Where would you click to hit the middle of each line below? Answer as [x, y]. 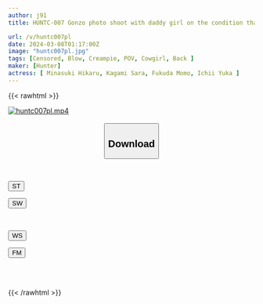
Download [131, 144]
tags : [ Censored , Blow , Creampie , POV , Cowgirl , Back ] [101, 59]
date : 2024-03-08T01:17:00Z [54, 44]
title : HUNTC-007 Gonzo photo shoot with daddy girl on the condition [126, 23]
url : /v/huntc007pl [40, 37]
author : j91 [27, 15]
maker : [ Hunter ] [34, 66]
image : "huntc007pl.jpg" [49, 52]
